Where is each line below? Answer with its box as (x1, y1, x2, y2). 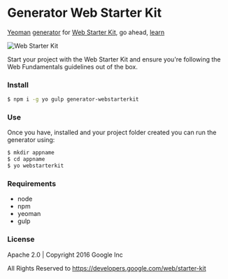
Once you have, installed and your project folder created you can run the (7, 128, 217, 137)
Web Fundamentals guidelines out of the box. (7, 62, 138, 71)
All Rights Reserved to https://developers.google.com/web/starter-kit (7, 264, 206, 272)
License (7, 234, 35, 244)
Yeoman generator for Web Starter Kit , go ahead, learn (7, 28, 165, 36)
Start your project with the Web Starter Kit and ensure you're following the (7, 55, 221, 64)
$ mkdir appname (7, 149, 55, 157)
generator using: (7, 136, 55, 144)
